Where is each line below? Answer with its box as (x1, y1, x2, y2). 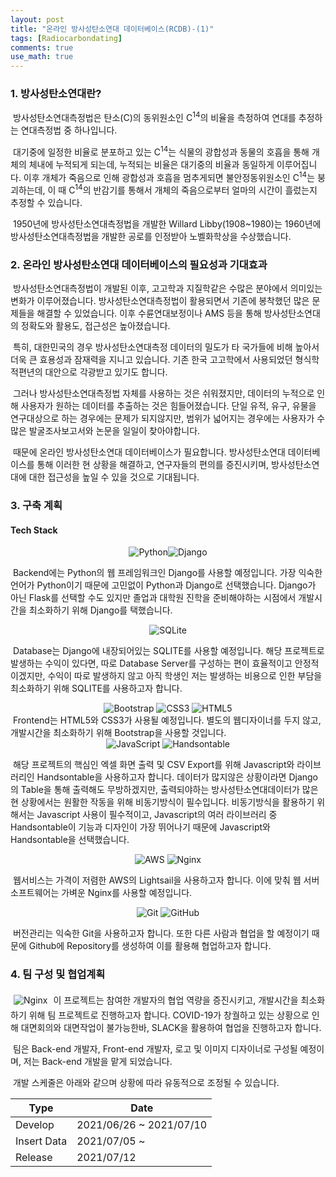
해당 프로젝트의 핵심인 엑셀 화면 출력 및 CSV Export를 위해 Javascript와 (12, 759, 295, 771)
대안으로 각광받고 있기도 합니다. (44, 366, 168, 378)
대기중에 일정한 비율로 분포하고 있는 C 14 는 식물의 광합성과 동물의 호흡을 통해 (12, 144, 310, 158)
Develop (15, 1117, 55, 1131)
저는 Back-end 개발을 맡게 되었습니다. (23, 1055, 173, 1067)
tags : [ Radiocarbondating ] (10, 33, 123, 43)
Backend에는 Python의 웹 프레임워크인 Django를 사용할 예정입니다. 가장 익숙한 (12, 567, 323, 579)
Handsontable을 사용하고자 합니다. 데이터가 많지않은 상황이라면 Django (36, 771, 319, 783)
